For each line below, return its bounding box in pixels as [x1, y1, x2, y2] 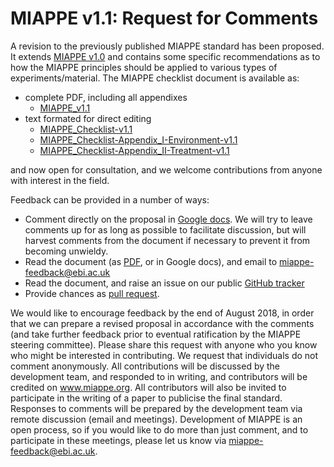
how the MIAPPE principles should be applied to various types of [10, 61, 278, 73]
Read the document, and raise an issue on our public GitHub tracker [24, 277, 305, 289]
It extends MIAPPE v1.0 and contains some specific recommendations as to [10, 50, 321, 62]
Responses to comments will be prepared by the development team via [10, 402, 303, 414]
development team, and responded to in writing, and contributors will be [10, 370, 308, 382]
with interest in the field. [10, 174, 110, 186]
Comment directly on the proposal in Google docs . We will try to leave [24, 213, 313, 225]
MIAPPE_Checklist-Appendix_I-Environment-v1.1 [39, 133, 238, 146]
